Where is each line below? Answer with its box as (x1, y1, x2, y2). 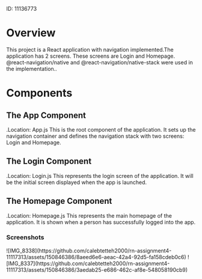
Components (6, 87, 73, 100)
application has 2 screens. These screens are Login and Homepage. (6, 52, 176, 60)
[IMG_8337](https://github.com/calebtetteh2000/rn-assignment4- (6, 260, 170, 267)
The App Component (6, 110, 86, 120)
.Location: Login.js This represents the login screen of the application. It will (6, 172, 194, 179)
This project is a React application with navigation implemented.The (6, 46, 174, 53)
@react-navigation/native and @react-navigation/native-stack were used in (6, 58, 194, 66)
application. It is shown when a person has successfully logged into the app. (6, 218, 196, 225)
